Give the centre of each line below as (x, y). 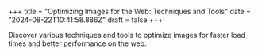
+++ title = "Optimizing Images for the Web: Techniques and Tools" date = (130, 11)
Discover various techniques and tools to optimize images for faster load (127, 35)
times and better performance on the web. (77, 43)
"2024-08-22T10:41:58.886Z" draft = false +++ (86, 20)
